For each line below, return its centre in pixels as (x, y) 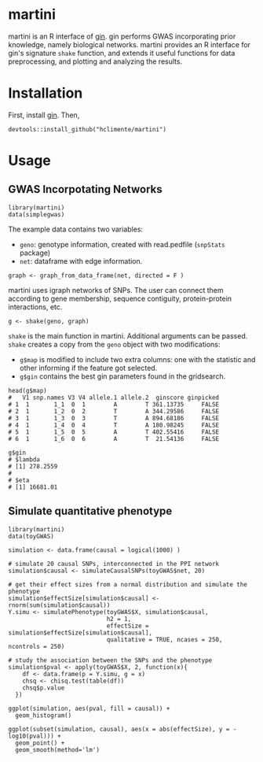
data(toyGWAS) (31, 536)
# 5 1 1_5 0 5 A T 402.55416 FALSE (114, 432)
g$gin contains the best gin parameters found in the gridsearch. (122, 376)
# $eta (19, 480)
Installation (46, 93)
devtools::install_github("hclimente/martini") (88, 129)
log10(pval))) (31, 736)
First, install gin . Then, (44, 115)
